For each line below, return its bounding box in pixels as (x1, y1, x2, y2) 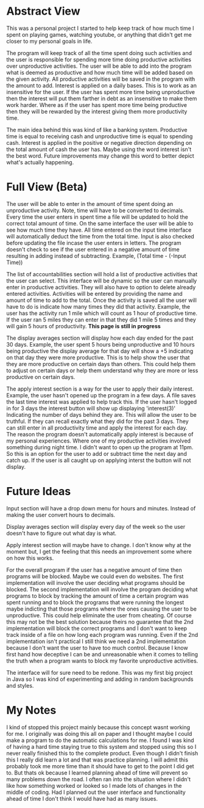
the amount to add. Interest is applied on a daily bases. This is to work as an (6, 81, 197, 89)
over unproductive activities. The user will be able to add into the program (6, 62, 192, 70)
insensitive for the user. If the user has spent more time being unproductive (6, 88, 195, 95)
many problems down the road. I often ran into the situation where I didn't (6, 775, 191, 783)
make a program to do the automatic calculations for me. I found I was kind (6, 736, 194, 744)
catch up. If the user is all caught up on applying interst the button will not (6, 457, 191, 464)
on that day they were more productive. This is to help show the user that (6, 353, 190, 361)
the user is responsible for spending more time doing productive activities (6, 56, 192, 63)
